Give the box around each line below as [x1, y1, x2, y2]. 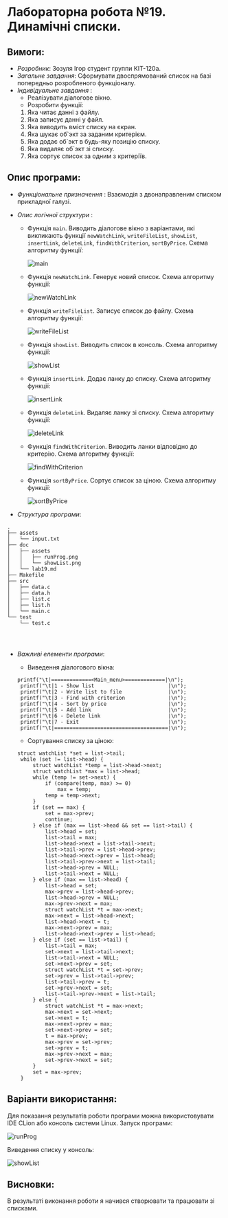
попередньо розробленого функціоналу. [16, 79, 136, 87]
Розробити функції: [27, 101, 84, 109]
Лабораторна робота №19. [7, 4, 166, 20]
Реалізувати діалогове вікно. [27, 93, 112, 102]
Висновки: [7, 1179, 55, 1191]
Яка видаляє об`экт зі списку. [27, 145, 115, 153]
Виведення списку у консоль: [7, 1145, 95, 1153]
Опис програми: [7, 172, 81, 184]
